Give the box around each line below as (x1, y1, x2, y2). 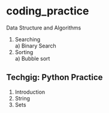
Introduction (14, 88, 46, 96)
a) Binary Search (14, 42, 57, 49)
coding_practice (6, 4, 89, 18)
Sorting (14, 48, 34, 55)
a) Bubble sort (14, 55, 50, 62)
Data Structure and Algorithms (6, 24, 81, 31)
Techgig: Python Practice (6, 72, 103, 82)
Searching (14, 35, 41, 43)
